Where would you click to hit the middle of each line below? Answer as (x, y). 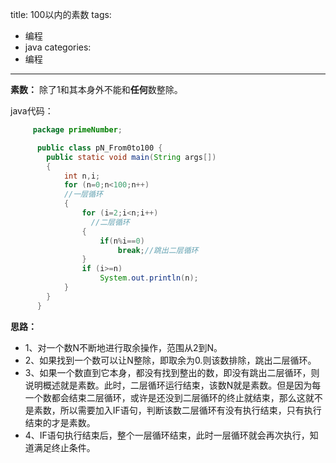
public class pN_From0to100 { (99, 148)
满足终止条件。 (64, 447)
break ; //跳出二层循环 (158, 250)
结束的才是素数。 (60, 422)
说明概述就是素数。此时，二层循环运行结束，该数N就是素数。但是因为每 (173, 385)
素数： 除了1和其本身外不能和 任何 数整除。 (96, 89)
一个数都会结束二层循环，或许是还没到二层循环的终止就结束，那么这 (165, 397)
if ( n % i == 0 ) (122, 241)
